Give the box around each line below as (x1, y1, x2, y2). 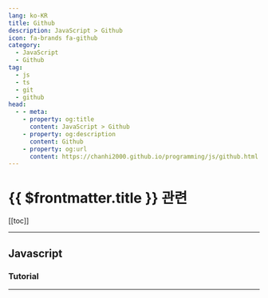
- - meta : (15, 108, 48, 116)
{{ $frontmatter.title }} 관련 (8, 189, 187, 207)
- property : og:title (22, 116, 94, 124)
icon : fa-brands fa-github (8, 33, 98, 42)
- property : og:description (22, 130, 116, 138)
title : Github (8, 19, 56, 27)
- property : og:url (22, 145, 88, 153)
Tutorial (8, 270, 39, 281)
